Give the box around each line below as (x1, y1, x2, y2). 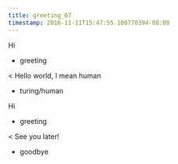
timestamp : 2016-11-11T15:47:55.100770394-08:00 (8, 19, 170, 27)
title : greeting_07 (8, 11, 72, 20)
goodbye (19, 147, 49, 156)
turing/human (19, 86, 64, 95)
